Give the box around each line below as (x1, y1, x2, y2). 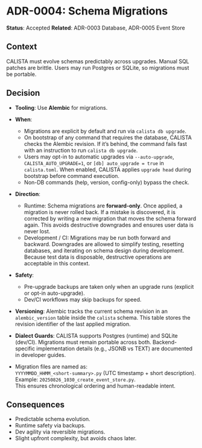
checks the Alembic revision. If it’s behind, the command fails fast (24, 140, 188, 147)
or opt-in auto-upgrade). (24, 289, 86, 297)
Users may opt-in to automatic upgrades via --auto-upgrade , (24, 153, 174, 160)
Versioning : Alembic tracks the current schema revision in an (14, 308, 168, 315)
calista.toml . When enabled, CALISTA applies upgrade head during (24, 166, 192, 173)
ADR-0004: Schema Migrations (6, 4, 168, 18)
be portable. (6, 71, 37, 78)
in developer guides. (14, 351, 66, 358)
